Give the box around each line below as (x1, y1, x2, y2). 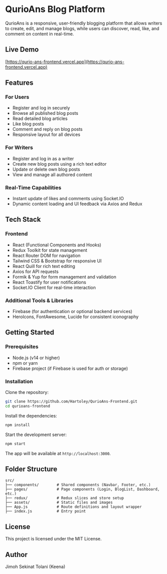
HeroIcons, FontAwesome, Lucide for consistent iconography (12, 314, 139, 320)
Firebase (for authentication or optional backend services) (12, 309, 132, 315)
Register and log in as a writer (12, 156, 74, 162)
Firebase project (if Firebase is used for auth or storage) (12, 365, 128, 371)
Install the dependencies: (5, 412, 57, 418)
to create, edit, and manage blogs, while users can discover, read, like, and (5, 25, 159, 31)
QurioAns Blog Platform (5, 4, 105, 15)
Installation (5, 378, 33, 385)
